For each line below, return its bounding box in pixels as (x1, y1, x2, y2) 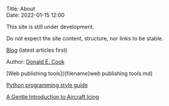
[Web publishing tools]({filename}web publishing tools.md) (6, 70, 153, 77)
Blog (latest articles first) (6, 46, 68, 54)
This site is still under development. (6, 23, 95, 30)
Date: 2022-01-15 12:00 (6, 11, 65, 19)
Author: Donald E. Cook (6, 58, 65, 65)
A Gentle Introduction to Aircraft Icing (6, 93, 100, 100)
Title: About (6, 5, 36, 12)
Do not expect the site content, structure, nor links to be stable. (6, 35, 164, 42)
